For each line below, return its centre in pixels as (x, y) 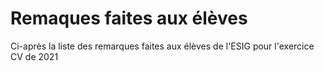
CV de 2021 (34, 56)
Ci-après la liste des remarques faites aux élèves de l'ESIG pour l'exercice (162, 46)
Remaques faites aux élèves (129, 18)
